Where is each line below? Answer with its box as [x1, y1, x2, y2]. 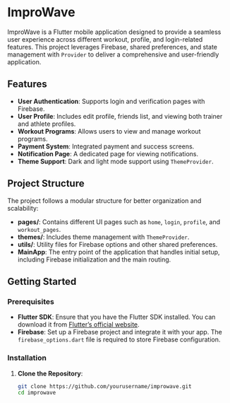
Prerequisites [7, 296, 54, 306]
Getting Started [7, 275, 77, 287]
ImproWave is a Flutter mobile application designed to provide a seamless [7, 28, 222, 36]
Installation [7, 353, 47, 363]
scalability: [7, 204, 39, 212]
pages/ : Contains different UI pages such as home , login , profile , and [17, 217, 221, 226]
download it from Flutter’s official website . [17, 320, 140, 329]
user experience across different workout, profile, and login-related [7, 35, 203, 43]
